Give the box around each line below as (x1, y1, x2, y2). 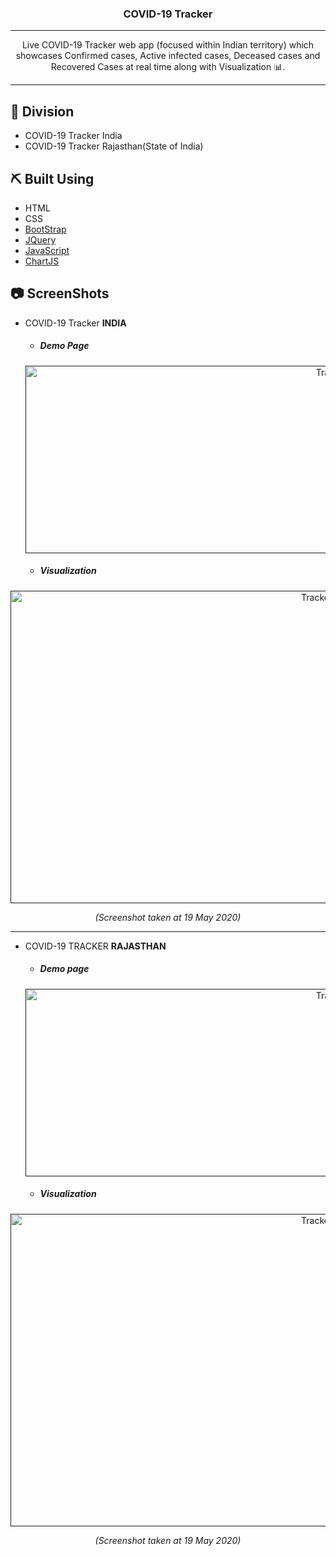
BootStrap (24, 223, 67, 235)
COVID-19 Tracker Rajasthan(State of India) (24, 140, 204, 152)
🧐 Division (10, 103, 75, 120)
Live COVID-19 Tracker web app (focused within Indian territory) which (21, 39, 315, 51)
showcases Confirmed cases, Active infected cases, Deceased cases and (15, 50, 321, 62)
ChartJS (24, 255, 60, 267)
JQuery (24, 233, 57, 246)
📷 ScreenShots (10, 285, 110, 302)
